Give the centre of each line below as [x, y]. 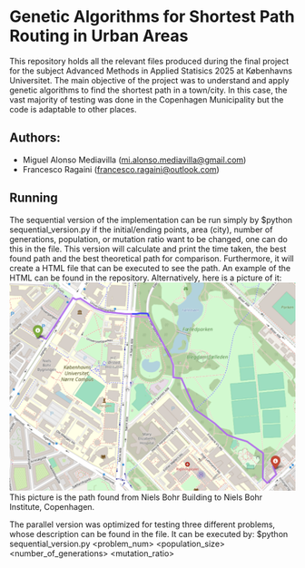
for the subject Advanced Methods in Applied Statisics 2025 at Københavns [151, 71]
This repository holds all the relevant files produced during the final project [149, 61]
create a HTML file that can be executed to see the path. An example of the [150, 268]
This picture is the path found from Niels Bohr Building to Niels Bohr [136, 497]
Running [34, 198]
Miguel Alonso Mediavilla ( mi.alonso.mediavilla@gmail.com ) [134, 160]
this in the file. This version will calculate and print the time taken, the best [148, 249]
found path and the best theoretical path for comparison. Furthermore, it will [152, 258]
